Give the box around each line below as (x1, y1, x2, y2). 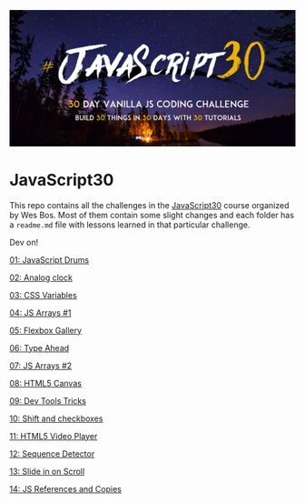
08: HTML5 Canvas (9, 377, 82, 388)
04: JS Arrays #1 (9, 307, 72, 318)
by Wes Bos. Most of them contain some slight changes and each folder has (9, 209, 295, 220)
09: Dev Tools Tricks (9, 395, 86, 406)
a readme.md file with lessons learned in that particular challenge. (9, 219, 251, 230)
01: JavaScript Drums (9, 254, 89, 265)
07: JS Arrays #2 (9, 360, 73, 371)
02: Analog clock (9, 272, 73, 283)
